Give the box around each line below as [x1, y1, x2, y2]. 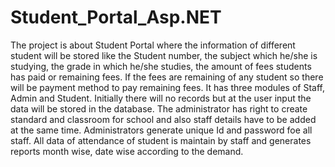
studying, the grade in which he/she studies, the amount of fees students [10, 60, 312, 72]
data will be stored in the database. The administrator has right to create [10, 102, 308, 115]
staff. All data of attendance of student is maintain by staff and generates [10, 134, 312, 146]
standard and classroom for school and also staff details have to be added [10, 113, 317, 125]
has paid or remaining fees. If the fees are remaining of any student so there [10, 71, 324, 83]
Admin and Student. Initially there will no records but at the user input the [10, 92, 312, 104]
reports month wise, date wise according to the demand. [10, 145, 244, 157]
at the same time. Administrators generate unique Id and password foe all [10, 124, 313, 136]
